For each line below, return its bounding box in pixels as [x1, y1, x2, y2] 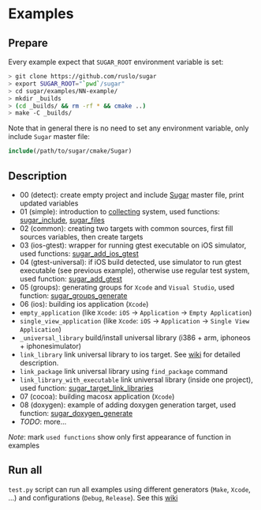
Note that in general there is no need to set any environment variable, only [8, 123, 249, 133]
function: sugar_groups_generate [19, 290, 128, 300]
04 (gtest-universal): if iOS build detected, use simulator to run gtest [19, 257, 242, 266]
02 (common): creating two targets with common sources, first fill [19, 223, 233, 233]
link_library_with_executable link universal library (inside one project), [19, 375, 254, 384]
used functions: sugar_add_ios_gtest [19, 248, 140, 258]
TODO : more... [19, 417, 67, 426]
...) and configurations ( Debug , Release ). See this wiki [8, 493, 178, 502]
